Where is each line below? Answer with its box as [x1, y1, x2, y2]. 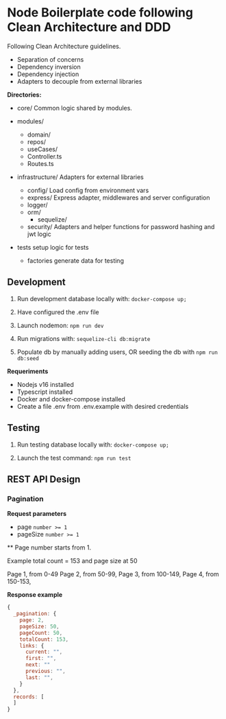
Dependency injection [16, 70, 79, 78]
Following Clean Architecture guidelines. [7, 42, 121, 50]
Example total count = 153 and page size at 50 [7, 557, 138, 565]
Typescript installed [16, 388, 73, 396]
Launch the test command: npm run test [16, 453, 131, 462]
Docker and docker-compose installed [16, 394, 125, 403]
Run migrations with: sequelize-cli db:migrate [16, 334, 151, 342]
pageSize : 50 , [19, 623, 60, 630]
